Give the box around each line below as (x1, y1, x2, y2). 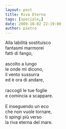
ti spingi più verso (5, 114, 42, 120)
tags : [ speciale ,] (5, 16, 43, 21)
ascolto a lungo (5, 61, 37, 67)
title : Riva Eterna (5, 12, 46, 17)
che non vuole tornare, (5, 108, 52, 115)
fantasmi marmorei (5, 45, 44, 51)
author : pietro (5, 26, 37, 31)
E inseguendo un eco (5, 103, 49, 109)
